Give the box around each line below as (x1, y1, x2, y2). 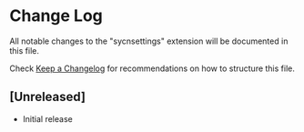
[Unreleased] (9, 89, 86, 105)
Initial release (22, 113, 73, 124)
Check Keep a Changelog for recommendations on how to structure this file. (9, 63, 296, 74)
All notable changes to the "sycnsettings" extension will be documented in (9, 36, 289, 46)
